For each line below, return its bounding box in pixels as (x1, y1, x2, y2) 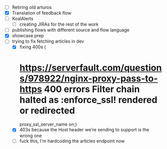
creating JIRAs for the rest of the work (19, 21, 99, 27)
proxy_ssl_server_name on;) (19, 121, 77, 127)
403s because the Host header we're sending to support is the (19, 127, 149, 133)
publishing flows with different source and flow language (12, 27, 130, 33)
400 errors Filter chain (44, 83, 140, 95)
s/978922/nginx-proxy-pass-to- (19, 72, 158, 84)
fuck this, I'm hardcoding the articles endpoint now (19, 138, 125, 144)
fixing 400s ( (19, 44, 46, 50)
